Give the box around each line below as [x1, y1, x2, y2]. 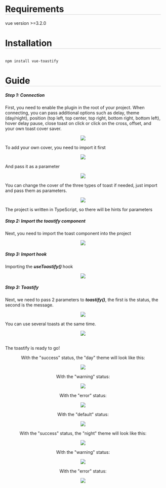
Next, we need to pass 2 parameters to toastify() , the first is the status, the [5, 297, 159, 303]
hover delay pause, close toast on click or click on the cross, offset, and [5, 121, 152, 126]
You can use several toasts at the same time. [5, 321, 96, 327]
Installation [5, 38, 52, 49]
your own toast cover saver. [5, 125, 62, 132]
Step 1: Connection [5, 92, 45, 98]
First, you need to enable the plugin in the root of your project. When [5, 105, 145, 111]
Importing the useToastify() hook [5, 263, 73, 269]
